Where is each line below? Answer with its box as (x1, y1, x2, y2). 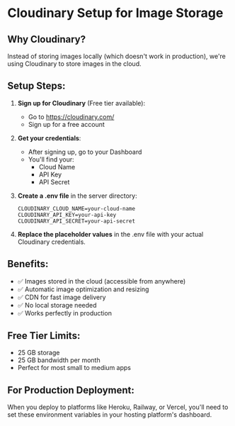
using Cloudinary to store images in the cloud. (7, 60, 142, 68)
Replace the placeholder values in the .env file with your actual (17, 230, 204, 238)
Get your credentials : (17, 133, 81, 142)
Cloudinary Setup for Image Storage (7, 5, 224, 21)
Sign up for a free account (28, 120, 105, 128)
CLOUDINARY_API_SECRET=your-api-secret (17, 218, 136, 225)
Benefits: (7, 258, 49, 270)
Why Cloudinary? (7, 33, 86, 45)
